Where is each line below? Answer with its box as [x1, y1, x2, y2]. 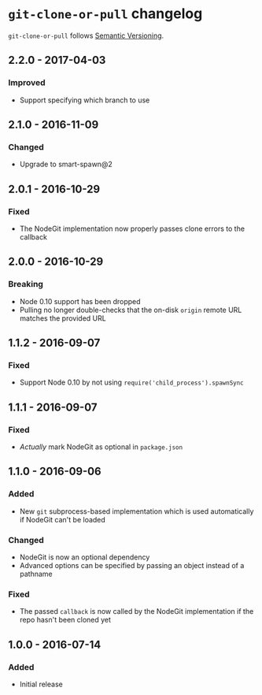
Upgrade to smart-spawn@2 [19, 159, 113, 169]
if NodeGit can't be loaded [19, 515, 106, 524]
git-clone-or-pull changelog [8, 5, 203, 23]
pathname [19, 569, 53, 579]
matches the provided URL [19, 313, 106, 323]
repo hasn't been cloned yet [19, 615, 112, 625]
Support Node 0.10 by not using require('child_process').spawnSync [19, 377, 244, 387]
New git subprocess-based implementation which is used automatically [19, 506, 254, 516]
